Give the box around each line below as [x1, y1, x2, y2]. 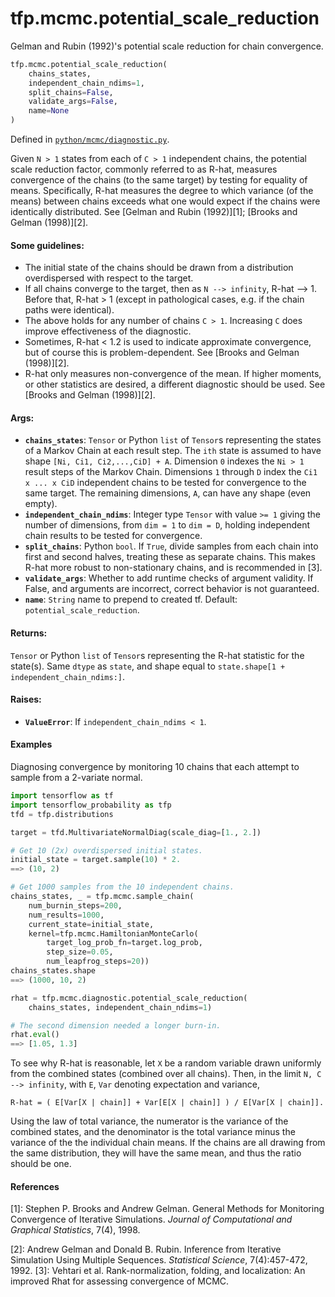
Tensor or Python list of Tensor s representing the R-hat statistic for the [10, 649, 305, 661]
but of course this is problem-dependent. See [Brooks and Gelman [24, 347, 300, 359]
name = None [28, 106, 70, 116]
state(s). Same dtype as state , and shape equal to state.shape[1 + [10, 660, 286, 672]
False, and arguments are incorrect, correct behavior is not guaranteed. [24, 583, 320, 595]
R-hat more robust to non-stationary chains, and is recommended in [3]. [24, 562, 323, 574]
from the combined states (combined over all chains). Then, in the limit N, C [10, 1068, 322, 1080]
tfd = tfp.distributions [10, 809, 114, 819]
